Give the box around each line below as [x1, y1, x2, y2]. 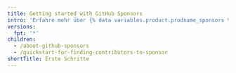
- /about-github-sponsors [13, 42, 90, 49]
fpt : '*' [13, 29, 39, 37]
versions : [7, 23, 37, 30]
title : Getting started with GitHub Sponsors [7, 10, 143, 17]
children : [7, 36, 37, 43]
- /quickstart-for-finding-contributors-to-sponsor [13, 49, 169, 56]
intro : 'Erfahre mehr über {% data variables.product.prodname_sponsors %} [7, 17, 234, 24]
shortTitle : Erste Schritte [7, 56, 90, 63]
